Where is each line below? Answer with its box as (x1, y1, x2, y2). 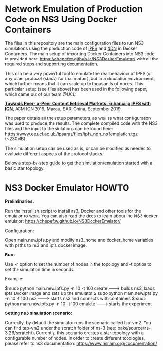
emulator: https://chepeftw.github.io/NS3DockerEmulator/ (5, 218, 121, 224)
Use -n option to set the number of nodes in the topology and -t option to (5, 261, 152, 267)
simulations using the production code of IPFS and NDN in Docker (5, 45, 137, 51)
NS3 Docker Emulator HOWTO (5, 182, 129, 194)
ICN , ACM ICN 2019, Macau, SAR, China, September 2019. (5, 106, 122, 112)
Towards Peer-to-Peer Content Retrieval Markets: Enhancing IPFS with (5, 100, 151, 106)
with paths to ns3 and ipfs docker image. (5, 242, 87, 248)
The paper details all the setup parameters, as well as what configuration (5, 115, 151, 121)
